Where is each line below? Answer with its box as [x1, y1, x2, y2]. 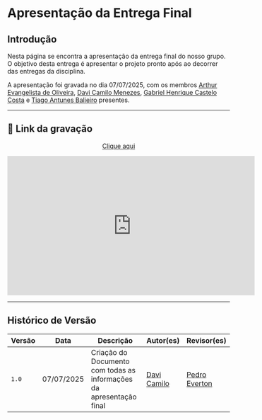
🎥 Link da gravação [7, 123, 93, 135]
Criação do [90, 347, 128, 357]
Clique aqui [102, 142, 136, 150]
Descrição [97, 335, 133, 345]
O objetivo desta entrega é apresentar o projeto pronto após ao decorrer [7, 59, 218, 68]
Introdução [7, 33, 57, 45]
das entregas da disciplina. [7, 67, 86, 75]
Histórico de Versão [7, 314, 97, 327]
